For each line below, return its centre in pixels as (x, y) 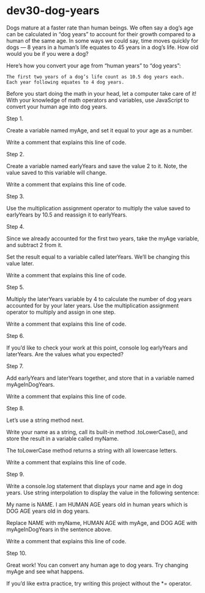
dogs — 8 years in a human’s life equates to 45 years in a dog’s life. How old (102, 47)
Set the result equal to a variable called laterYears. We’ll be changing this (98, 257)
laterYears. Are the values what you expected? (65, 354)
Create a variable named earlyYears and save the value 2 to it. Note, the (97, 166)
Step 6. (15, 335)
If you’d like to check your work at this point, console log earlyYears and (97, 348)
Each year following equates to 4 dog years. (65, 82)
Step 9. (15, 474)
